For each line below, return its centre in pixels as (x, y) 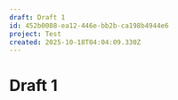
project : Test (36, 34)
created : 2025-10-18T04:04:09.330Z (75, 42)
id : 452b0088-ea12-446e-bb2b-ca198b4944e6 (89, 26)
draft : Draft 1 (37, 17)
